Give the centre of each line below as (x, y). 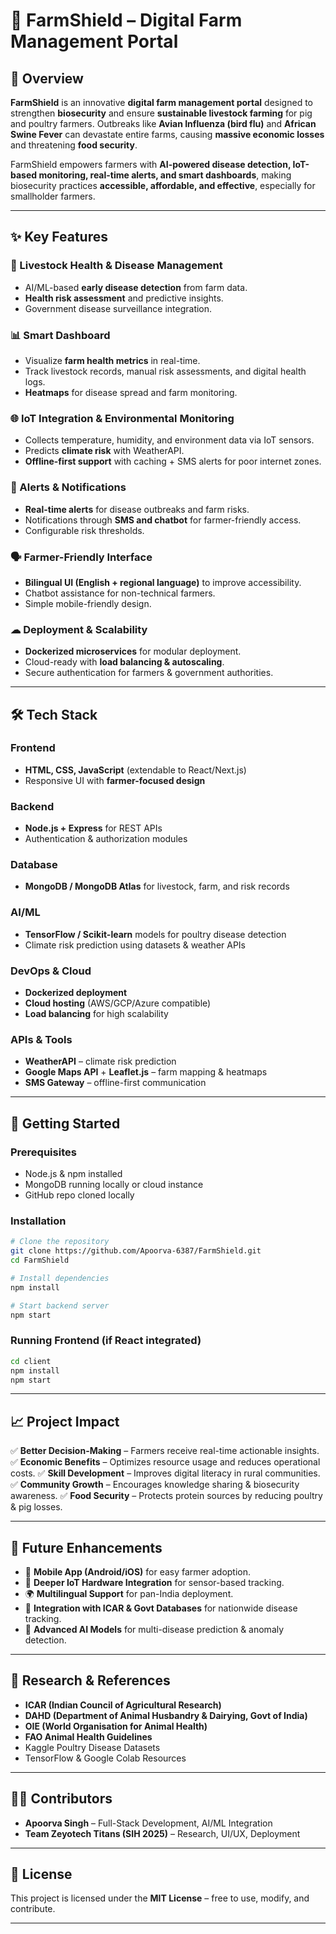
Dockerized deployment (76, 993)
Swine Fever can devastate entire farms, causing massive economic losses (167, 134)
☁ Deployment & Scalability (79, 629)
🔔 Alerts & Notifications (68, 487)
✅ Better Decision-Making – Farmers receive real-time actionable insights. (165, 1451)
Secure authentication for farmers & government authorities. (149, 673)
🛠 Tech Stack (54, 714)
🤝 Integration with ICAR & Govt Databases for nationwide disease (161, 1608)
